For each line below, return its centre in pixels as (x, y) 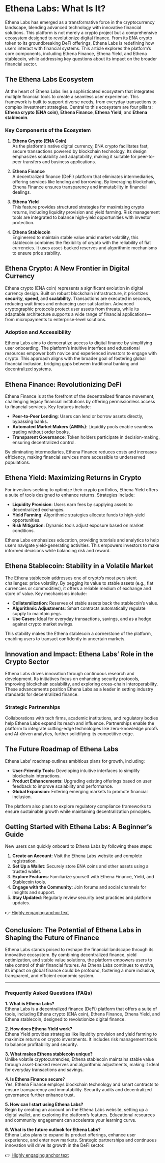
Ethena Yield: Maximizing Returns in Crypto (73, 478)
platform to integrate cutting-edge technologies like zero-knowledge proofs (82, 728)
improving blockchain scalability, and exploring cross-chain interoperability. (82, 684)
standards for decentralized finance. (42, 694)
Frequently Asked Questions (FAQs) (49, 993)
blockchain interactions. (36, 775)
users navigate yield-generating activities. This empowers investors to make (82, 545)
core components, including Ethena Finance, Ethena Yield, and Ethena (76, 53)
